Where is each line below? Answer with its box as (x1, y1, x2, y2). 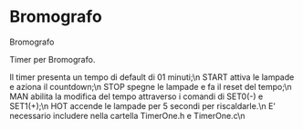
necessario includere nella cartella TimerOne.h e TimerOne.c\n (9, 110, 246, 121)
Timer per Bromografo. (9, 54, 96, 64)
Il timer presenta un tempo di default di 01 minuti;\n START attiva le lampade (9, 71, 295, 83)
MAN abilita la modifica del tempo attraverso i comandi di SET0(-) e (9, 91, 264, 102)
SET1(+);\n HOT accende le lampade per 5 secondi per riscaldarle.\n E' (9, 100, 277, 111)
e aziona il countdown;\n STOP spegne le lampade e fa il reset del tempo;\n (9, 81, 292, 92)
